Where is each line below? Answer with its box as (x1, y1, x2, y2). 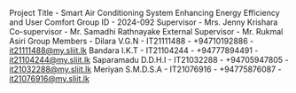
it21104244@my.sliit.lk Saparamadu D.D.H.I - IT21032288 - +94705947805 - (9, 55, 289, 65)
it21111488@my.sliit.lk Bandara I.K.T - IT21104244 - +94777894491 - (9, 45, 259, 56)
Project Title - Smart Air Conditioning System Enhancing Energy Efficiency (9, 8, 281, 18)
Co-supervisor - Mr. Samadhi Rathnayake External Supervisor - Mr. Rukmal (9, 27, 284, 36)
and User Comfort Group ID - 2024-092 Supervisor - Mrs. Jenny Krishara (9, 17, 278, 27)
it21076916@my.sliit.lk (9, 74, 90, 83)
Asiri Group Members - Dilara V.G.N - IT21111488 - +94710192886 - (9, 35, 254, 46)
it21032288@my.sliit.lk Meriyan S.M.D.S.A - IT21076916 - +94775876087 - (9, 64, 282, 74)
